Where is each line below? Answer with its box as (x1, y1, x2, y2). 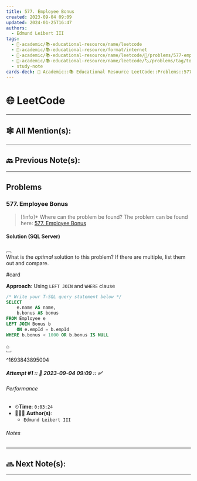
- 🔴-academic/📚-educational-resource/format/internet (11, 47, 148, 53)
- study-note (11, 63, 43, 69)
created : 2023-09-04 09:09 (6, 14, 72, 20)
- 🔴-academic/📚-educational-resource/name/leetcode (11, 42, 142, 48)
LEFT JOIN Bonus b (6, 321, 51, 327)
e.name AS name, (16, 305, 57, 310)
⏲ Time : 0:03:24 (14, 403, 53, 410)
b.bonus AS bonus (16, 310, 59, 316)
